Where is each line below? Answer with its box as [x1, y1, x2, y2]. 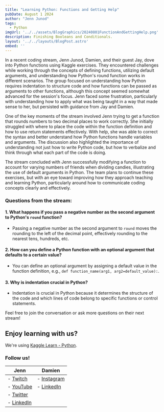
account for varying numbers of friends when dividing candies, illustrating [5, 164, 155, 170]
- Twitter [7, 391, 28, 398]
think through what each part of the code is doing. [5, 150, 107, 155]
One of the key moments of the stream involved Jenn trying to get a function [5, 113, 160, 119]
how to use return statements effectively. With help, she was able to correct [5, 129, 158, 134]
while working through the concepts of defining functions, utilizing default [5, 67, 155, 73]
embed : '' [5, 43, 25, 48]
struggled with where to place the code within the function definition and [5, 123, 152, 130]
